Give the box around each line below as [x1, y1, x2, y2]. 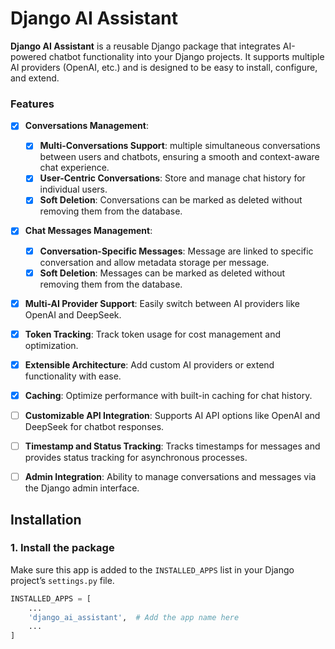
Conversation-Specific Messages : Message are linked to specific [39, 245, 314, 257]
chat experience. [39, 162, 110, 174]
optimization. [24, 339, 79, 351]
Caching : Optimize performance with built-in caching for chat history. [24, 389, 313, 401]
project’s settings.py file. [10, 574, 115, 586]
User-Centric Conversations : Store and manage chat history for [39, 172, 306, 184]
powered [10, 50, 47, 62]
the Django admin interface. [24, 482, 140, 494]
